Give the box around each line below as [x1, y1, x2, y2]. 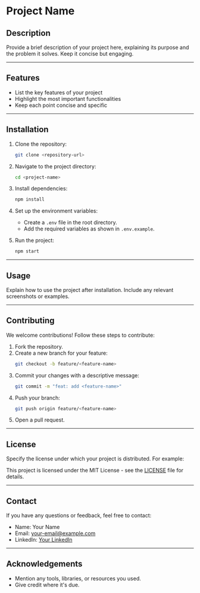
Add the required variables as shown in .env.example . [23, 225, 155, 232]
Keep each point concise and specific [14, 102, 108, 109]
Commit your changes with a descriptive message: [14, 371, 140, 379]
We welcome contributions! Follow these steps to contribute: [6, 331, 155, 339]
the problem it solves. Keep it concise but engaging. [6, 50, 134, 57]
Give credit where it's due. [14, 581, 80, 588]
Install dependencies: [14, 185, 68, 192]
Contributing [6, 315, 55, 326]
